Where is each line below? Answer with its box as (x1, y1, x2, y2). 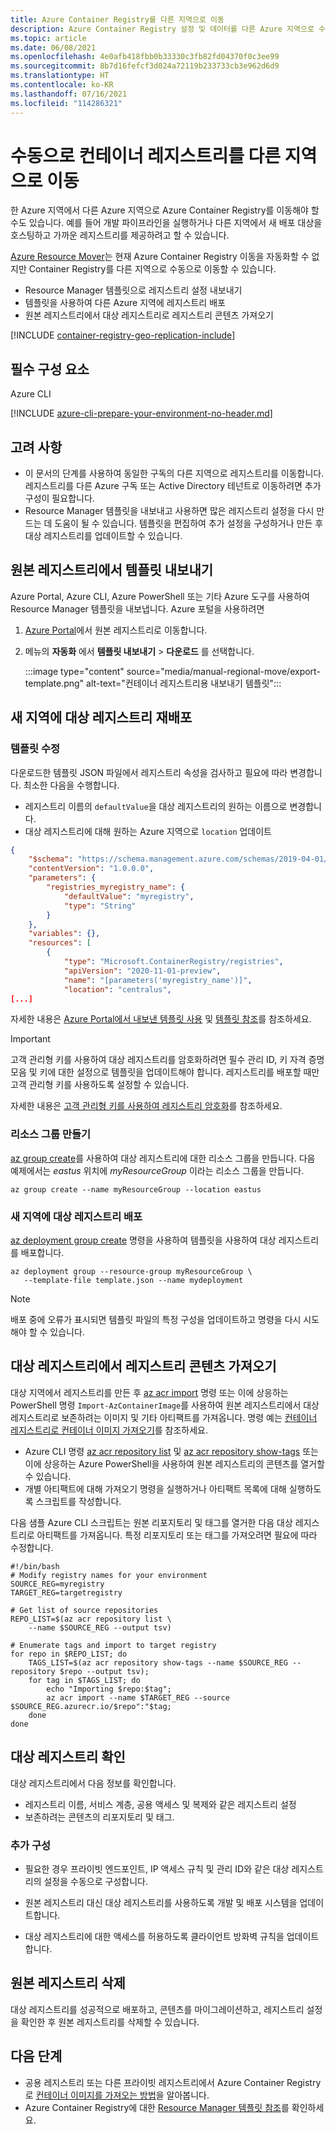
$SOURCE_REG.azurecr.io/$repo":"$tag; (10, 1701, 172, 1711)
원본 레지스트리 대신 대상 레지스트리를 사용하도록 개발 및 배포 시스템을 (24, 1896, 298, 1908)
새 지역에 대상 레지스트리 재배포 (10, 709, 193, 726)
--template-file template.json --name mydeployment (23, 1276, 244, 1286)
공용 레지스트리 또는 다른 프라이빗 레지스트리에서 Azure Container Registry (24, 2076, 322, 2088)
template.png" (24, 677, 85, 689)
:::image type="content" (24, 665, 125, 677)
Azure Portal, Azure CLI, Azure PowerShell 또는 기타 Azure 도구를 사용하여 (10, 590, 310, 602)
